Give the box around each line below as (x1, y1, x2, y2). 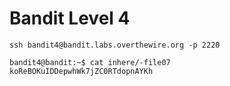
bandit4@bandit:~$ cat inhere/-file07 (9, 57, 171, 67)
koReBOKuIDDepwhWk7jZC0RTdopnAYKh (9, 66, 154, 76)
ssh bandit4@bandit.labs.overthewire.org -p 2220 (9, 40, 221, 50)
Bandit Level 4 (9, 7, 131, 30)
